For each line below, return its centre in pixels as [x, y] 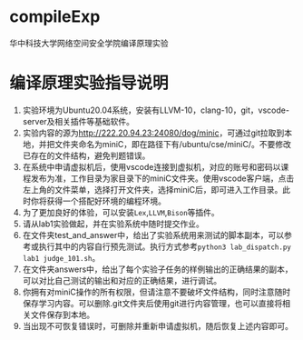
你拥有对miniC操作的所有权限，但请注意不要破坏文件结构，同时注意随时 [156, 292]
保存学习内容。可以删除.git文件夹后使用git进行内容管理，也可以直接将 [152, 303]
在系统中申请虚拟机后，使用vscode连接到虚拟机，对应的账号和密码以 [151, 166]
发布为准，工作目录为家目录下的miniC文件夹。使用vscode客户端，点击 [162, 178]
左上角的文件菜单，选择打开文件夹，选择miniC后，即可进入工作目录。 [152, 189]
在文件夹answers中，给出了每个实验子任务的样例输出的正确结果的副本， [157, 269]
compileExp [55, 17]
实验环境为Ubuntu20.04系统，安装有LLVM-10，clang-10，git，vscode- [156, 110]
